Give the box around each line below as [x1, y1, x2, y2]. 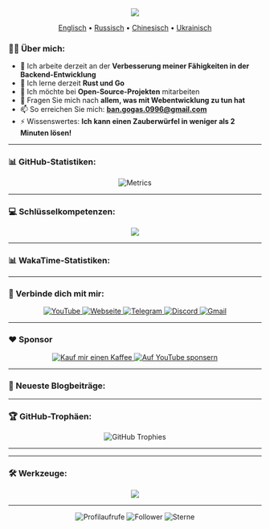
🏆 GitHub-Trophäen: [8, 411, 92, 422]
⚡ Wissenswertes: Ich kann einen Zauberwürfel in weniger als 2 [19, 117, 235, 126]
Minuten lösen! [19, 128, 72, 138]
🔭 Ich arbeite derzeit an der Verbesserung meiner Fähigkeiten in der [19, 61, 250, 71]
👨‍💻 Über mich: [8, 43, 66, 54]
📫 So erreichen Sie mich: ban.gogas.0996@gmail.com [19, 105, 207, 114]
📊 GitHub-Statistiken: [8, 156, 96, 167]
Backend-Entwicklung [19, 70, 96, 80]
